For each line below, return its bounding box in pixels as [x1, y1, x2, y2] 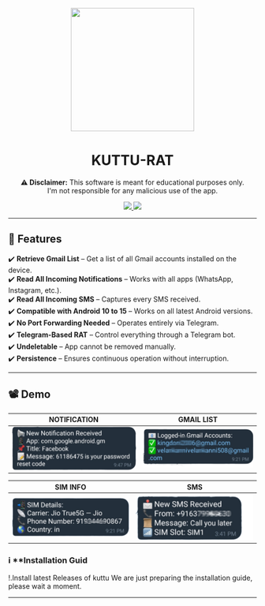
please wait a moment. [8, 582, 82, 591]
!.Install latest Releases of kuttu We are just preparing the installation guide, [8, 573, 253, 583]
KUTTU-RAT [91, 151, 174, 170]
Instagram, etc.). [8, 285, 62, 295]
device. [8, 265, 32, 275]
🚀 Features [8, 233, 62, 246]
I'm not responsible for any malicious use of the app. [47, 185, 218, 195]
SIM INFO [54, 482, 87, 492]
